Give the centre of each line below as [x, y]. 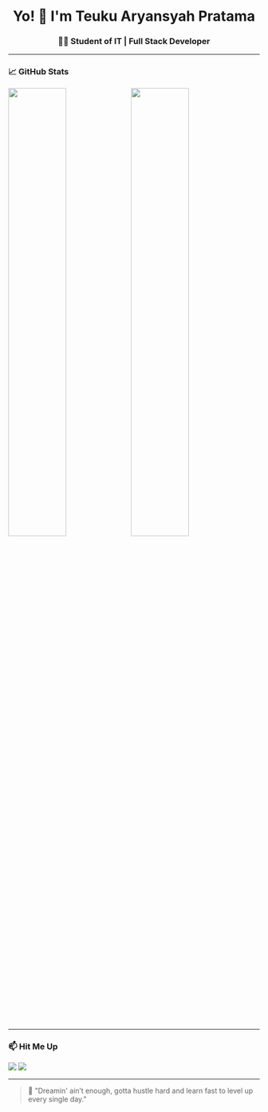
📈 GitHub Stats [39, 72]
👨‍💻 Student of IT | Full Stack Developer [134, 42]
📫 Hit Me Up [33, 1047]
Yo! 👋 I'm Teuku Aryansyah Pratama [134, 16]
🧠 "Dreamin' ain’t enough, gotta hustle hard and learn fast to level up [140, 1091]
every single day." [57, 1099]
